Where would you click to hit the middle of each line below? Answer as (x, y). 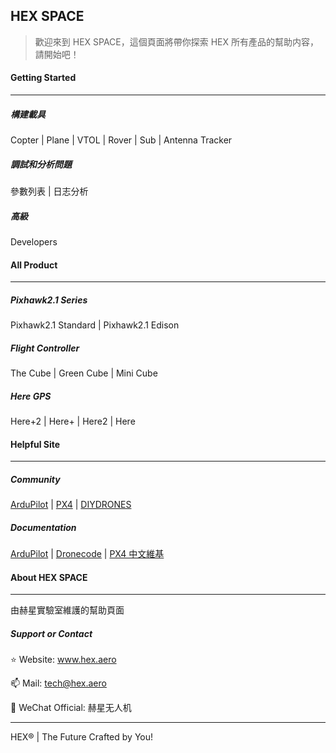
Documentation (43, 527)
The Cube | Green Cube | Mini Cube (84, 373)
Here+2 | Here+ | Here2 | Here (73, 421)
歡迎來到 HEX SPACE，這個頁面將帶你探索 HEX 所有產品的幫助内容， (176, 41)
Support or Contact (51, 633)
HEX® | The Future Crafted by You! (82, 737)
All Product (34, 265)
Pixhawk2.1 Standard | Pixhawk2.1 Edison (95, 325)
